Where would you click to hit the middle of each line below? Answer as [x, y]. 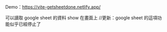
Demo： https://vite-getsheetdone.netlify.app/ [53, 7]
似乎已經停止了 [25, 24]
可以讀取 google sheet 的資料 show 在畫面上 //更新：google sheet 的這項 [81, 18]
